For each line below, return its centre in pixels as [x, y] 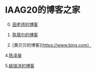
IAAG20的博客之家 [43, 10]
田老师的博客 [25, 24]
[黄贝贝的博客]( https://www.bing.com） [52, 45]
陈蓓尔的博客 [25, 35]
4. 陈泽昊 [13, 55]
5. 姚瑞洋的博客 [20, 66]
